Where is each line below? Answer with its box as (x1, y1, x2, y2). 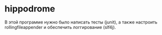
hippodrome (4, 3, 56, 14)
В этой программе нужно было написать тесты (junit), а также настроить (4, 19, 158, 25)
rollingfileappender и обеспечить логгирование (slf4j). (4, 24, 116, 30)
